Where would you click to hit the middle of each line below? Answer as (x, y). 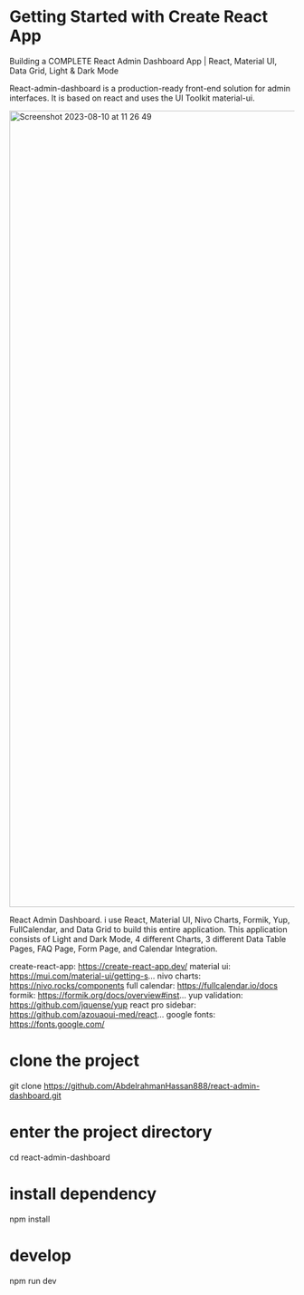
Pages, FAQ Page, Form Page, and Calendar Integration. (114, 949)
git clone (26, 1086)
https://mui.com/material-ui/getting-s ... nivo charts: (105, 976)
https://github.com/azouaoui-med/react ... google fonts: (112, 1014)
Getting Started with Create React (139, 17)
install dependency (83, 1193)
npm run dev (33, 1280)
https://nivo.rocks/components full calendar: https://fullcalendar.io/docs (144, 985)
